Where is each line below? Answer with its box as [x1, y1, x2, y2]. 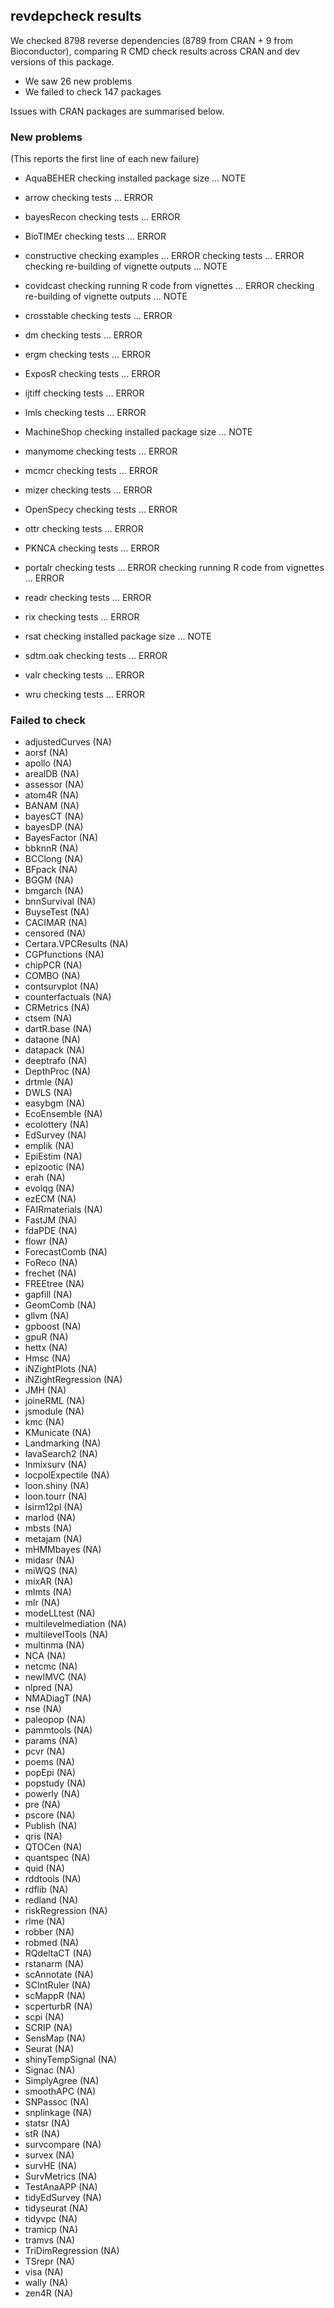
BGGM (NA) [24, 874, 74, 886]
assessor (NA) [24, 779, 85, 791]
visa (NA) [24, 2266, 64, 2278]
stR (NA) [24, 2128, 61, 2140]
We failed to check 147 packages [24, 85, 162, 98]
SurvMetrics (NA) [24, 2170, 98, 2183]
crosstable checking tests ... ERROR [24, 310, 173, 322]
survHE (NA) [24, 2160, 78, 2172]
